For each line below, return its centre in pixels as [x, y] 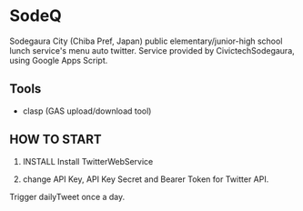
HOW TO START [56, 140]
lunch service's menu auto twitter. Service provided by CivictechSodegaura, [152, 50]
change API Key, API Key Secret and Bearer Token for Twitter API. [146, 179]
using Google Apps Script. [59, 60]
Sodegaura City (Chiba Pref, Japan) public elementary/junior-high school [146, 41]
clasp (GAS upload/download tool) [87, 111]
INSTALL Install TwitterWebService [88, 161]
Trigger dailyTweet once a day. [67, 196]
